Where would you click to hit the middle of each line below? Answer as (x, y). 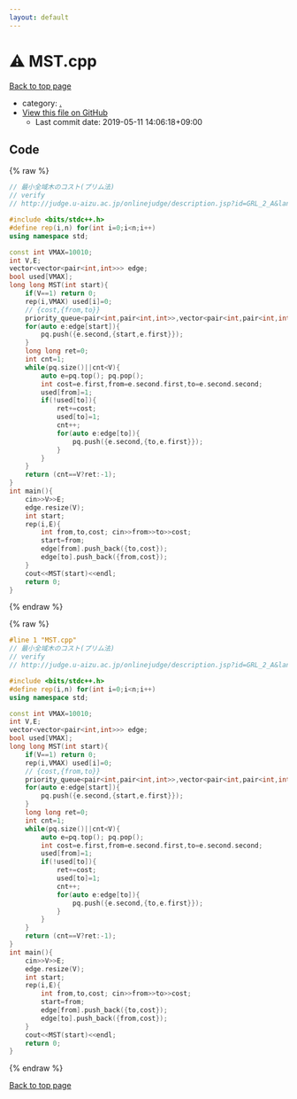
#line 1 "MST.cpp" (43, 640)
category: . (42, 103)
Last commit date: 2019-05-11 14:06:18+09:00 (119, 121)
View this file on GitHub (65, 113)
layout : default (39, 17)
